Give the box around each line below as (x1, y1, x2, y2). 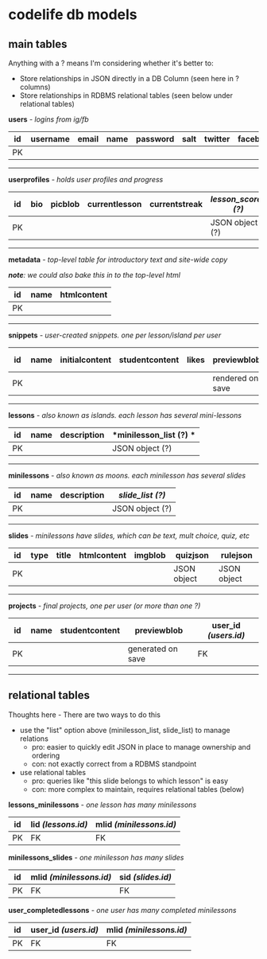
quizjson (175, 550, 209, 560)
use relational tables (19, 767, 86, 777)
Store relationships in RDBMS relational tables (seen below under (19, 91, 233, 100)
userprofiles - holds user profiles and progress (8, 175, 164, 184)
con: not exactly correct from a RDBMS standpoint (31, 758, 197, 769)
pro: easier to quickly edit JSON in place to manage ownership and (31, 742, 251, 751)
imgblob (133, 550, 166, 560)
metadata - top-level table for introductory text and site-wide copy (8, 255, 228, 264)
